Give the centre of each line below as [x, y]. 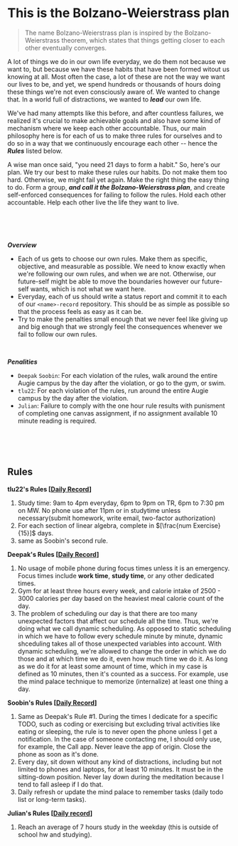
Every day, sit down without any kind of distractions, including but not [120, 761]
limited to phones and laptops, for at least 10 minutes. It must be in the [120, 769]
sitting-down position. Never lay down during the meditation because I [120, 776]
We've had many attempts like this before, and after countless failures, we [115, 113]
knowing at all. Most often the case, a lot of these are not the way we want [116, 77]
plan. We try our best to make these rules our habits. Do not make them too [117, 172]
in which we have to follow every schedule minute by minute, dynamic [120, 636]
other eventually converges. [66, 48]
